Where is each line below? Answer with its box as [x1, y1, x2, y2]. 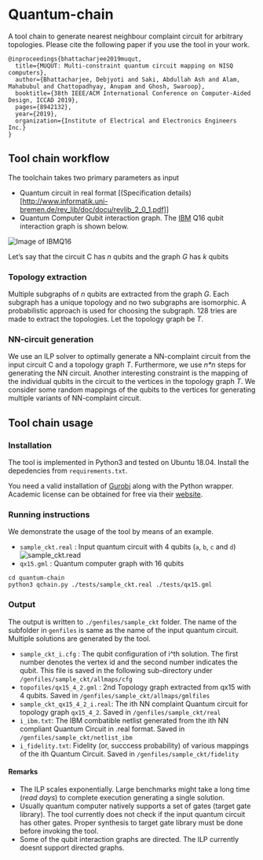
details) [167, 188, 192, 197]
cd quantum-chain [8, 574, 65, 582]
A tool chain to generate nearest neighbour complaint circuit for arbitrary [8, 31, 243, 41]
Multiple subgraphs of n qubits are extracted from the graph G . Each [8, 289, 229, 299]
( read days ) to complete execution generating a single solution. [19, 792, 225, 802]
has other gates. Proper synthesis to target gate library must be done [19, 818, 243, 827]
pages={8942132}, [15, 103, 72, 111]
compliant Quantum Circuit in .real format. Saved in [19, 724, 185, 734]
